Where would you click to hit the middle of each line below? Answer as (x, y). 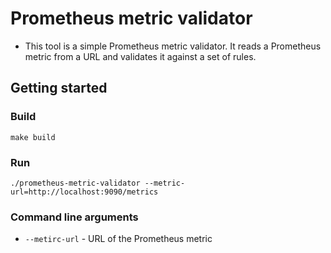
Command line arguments (74, 217)
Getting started (59, 88)
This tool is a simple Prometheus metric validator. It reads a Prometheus (173, 46)
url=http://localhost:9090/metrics (84, 192)
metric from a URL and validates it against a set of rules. (140, 56)
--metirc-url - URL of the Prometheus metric (118, 239)
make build (33, 137)
